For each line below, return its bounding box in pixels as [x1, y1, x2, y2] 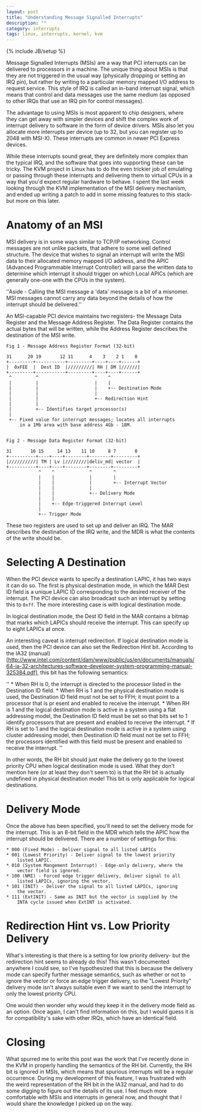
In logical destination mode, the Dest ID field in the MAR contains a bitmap [6, 613, 189, 620]
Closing [6, 1036, 45, 1049]
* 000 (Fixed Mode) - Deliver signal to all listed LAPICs [6, 846, 157, 852]
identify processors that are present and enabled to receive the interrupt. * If [6, 719, 195, 726]
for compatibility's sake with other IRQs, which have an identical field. [6, 1014, 178, 1021]
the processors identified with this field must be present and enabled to [6, 738, 182, 745]
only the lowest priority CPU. [6, 990, 77, 997]
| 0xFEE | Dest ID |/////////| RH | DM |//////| [6, 364, 141, 370]
